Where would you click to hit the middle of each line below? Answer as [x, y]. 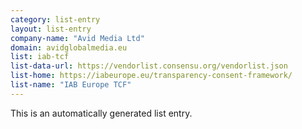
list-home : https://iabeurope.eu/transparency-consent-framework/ [151, 76]
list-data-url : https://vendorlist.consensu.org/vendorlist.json [149, 66]
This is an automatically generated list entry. [101, 113]
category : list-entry [55, 19]
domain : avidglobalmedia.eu [69, 47]
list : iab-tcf [40, 57]
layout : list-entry [51, 29]
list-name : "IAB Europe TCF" [71, 85]
